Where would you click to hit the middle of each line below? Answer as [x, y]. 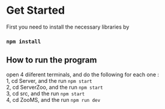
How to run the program [52, 60]
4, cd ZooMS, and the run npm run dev [53, 99]
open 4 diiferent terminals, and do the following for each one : [83, 74]
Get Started [35, 10]
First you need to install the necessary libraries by [68, 27]
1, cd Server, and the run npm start [49, 80]
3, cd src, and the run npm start [46, 94]
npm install [24, 41]
